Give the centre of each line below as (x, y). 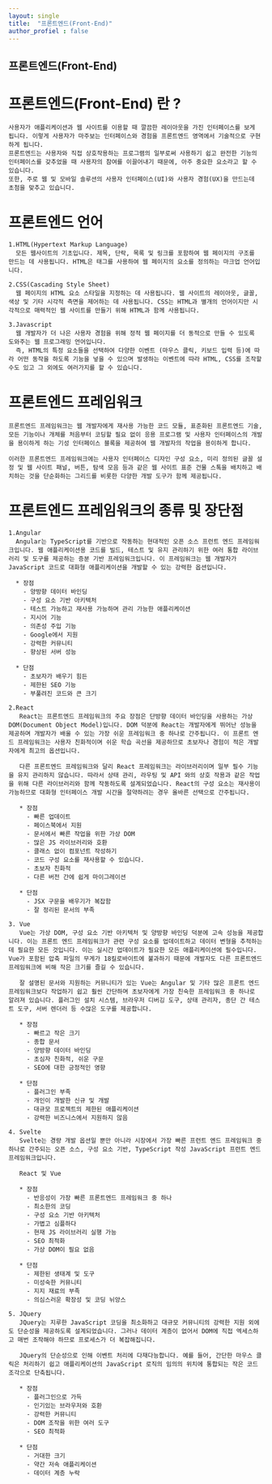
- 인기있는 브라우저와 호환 (64, 1405)
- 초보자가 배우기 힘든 (55, 676)
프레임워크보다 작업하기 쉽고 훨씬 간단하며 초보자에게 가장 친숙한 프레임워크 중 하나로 (132, 991)
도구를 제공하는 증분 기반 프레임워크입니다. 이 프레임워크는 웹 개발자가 (134, 559)
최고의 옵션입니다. (54, 751)
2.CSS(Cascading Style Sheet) (59, 285)
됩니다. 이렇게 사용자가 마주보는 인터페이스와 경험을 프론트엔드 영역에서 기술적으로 (127, 136)
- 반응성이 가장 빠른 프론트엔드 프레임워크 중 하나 (99, 1198)
